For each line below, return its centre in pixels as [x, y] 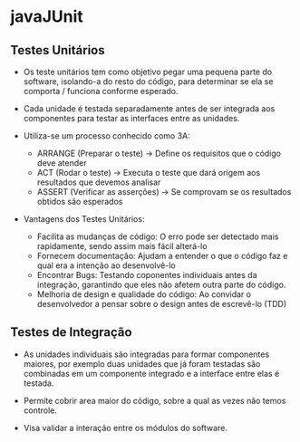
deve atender [62, 163]
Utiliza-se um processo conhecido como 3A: [106, 136]
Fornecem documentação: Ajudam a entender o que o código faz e [162, 256]
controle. [40, 410]
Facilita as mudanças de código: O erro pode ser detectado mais [158, 236]
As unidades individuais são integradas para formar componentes [146, 354]
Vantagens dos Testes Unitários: [84, 219]
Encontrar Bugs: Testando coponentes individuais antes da [147, 275]
